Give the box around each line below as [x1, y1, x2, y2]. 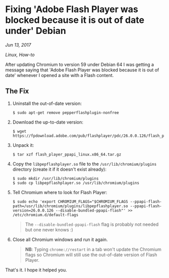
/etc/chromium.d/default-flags [12, 212, 79, 217]
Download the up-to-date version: [12, 119, 84, 125]
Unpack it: [12, 142, 34, 148]
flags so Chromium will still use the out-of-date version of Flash [25, 252, 157, 258]
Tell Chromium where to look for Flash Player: [12, 189, 107, 195]
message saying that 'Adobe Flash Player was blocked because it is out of [5, 67, 159, 73]
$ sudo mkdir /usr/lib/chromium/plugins [12, 176, 99, 181]
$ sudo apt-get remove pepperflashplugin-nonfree [12, 110, 120, 115]
